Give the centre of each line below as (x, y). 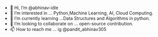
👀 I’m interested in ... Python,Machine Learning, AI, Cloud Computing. (82, 13)
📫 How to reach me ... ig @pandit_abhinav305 (58, 29)
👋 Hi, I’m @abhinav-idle (34, 8)
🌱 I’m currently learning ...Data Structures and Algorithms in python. (80, 18)
